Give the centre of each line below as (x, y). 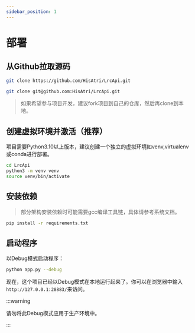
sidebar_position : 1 (32, 12)
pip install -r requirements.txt (47, 223)
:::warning (18, 301)
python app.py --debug (34, 270)
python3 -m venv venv (33, 171)
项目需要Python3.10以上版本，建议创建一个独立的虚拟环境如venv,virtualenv (97, 147)
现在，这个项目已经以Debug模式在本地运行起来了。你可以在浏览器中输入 (95, 282)
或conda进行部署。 (30, 154)
